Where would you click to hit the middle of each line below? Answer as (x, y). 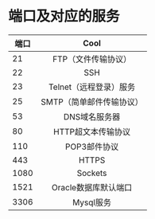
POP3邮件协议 (92, 147)
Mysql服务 (92, 202)
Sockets (92, 173)
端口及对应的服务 (64, 16)
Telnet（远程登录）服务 (92, 87)
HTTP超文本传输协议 (92, 131)
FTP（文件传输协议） (92, 59)
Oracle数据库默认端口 (92, 187)
